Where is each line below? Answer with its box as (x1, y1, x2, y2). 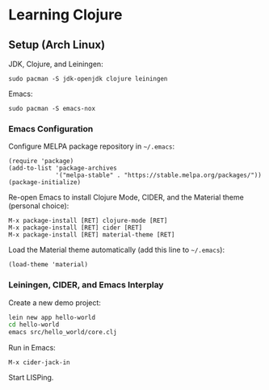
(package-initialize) (8, 178, 82, 187)
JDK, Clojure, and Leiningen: (8, 59, 103, 69)
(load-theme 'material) (8, 261, 89, 269)
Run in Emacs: (8, 343, 57, 353)
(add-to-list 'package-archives (8, 164, 117, 173)
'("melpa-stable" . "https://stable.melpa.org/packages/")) (55, 171, 263, 179)
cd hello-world (8, 321, 60, 329)
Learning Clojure (8, 6, 123, 24)
